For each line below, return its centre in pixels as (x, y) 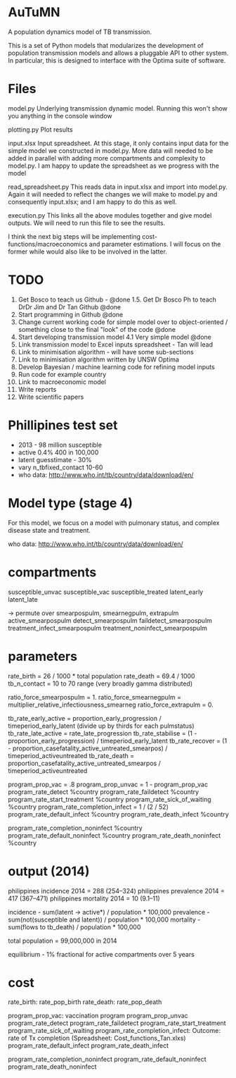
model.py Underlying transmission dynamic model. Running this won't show (118, 108)
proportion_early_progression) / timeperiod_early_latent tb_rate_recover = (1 (118, 741)
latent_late (23, 599)
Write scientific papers (51, 397)
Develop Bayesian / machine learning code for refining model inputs (116, 366)
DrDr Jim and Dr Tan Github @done (70, 306)
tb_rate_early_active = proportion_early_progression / (85, 718)
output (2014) (49, 871)
